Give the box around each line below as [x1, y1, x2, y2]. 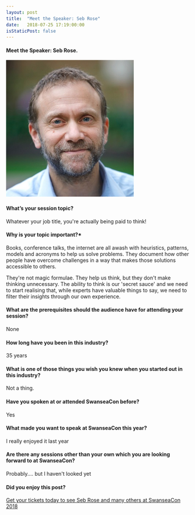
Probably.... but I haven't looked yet [6, 470, 92, 478]
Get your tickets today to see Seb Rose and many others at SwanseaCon [6, 497, 181, 504]
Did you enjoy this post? [6, 483, 66, 490]
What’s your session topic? [6, 205, 74, 212]
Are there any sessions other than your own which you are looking [6, 451, 170, 458]
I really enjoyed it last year [6, 437, 69, 445]
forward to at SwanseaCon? [6, 457, 75, 464]
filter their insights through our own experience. [6, 293, 121, 300]
